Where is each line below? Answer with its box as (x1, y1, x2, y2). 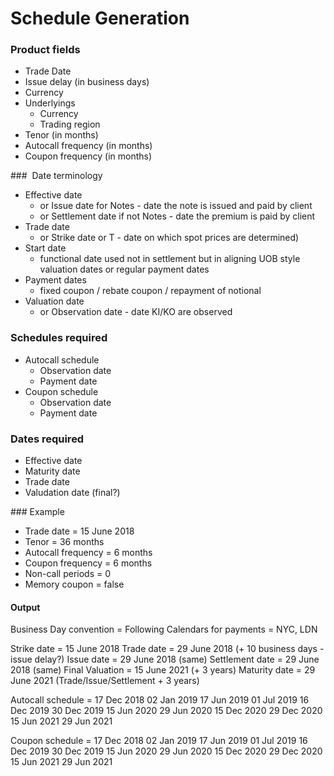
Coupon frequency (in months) (24, 150, 153, 162)
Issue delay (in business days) (24, 76, 150, 88)
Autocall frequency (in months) (24, 140, 153, 152)
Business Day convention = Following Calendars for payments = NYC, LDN (10, 623, 318, 636)
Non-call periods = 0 (24, 568, 112, 580)
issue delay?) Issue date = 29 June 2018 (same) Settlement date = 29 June (10, 653, 320, 666)
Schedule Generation (10, 7, 190, 30)
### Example (10, 506, 65, 518)
